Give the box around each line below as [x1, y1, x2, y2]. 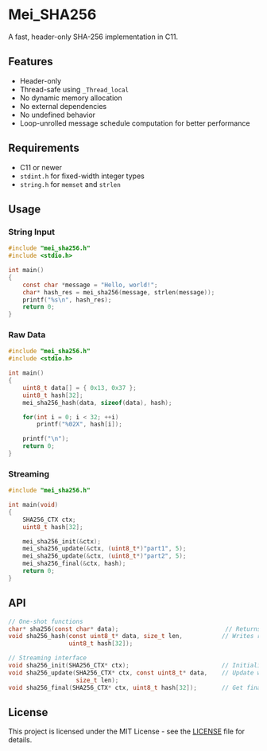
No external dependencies [19, 101, 107, 111]
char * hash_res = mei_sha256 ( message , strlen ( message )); [22, 288, 215, 296]
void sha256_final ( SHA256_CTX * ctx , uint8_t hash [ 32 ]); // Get [8, 683, 244, 691]
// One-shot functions [8, 617, 83, 625]
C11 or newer [19, 162, 62, 172]
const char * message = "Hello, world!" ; [22, 281, 158, 289]
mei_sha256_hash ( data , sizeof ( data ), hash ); [22, 399, 172, 407]
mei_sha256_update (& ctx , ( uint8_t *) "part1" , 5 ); [22, 545, 187, 553]
